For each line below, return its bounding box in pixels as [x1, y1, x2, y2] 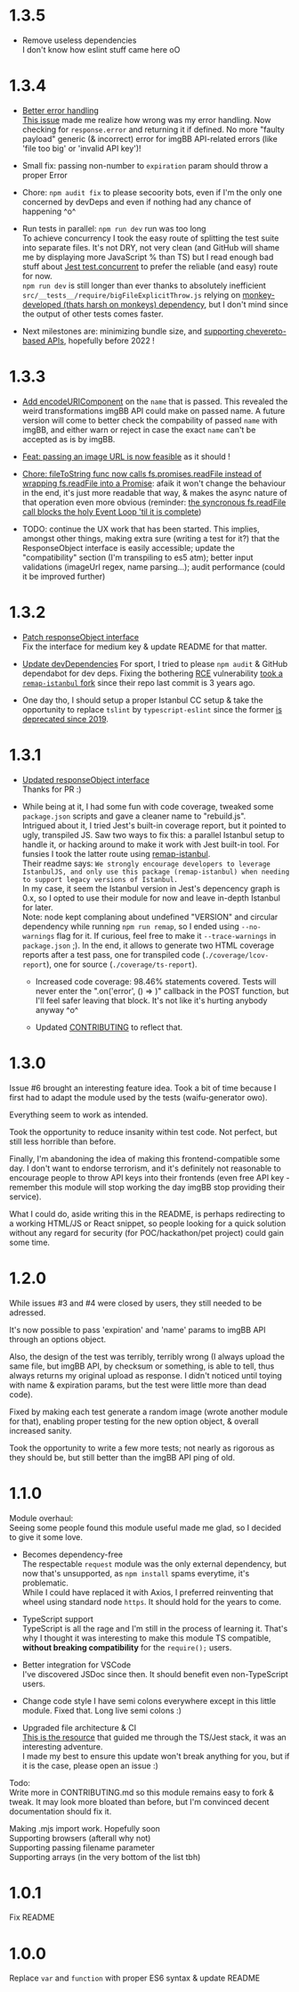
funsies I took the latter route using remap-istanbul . [21, 848, 211, 859]
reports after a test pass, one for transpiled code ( [21, 949, 206, 959]
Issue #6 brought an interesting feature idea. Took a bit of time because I [9, 1082, 277, 1093]
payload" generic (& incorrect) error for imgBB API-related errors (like [21, 133, 278, 144]
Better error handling [21, 104, 100, 116]
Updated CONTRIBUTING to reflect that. [35, 1022, 183, 1033]
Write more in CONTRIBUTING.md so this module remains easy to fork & [9, 1787, 274, 1798]
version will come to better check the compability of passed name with [21, 415, 278, 425]
